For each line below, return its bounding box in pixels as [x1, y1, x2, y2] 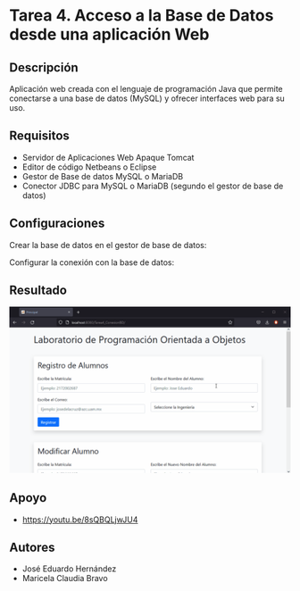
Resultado [9, 283, 67, 298]
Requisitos [9, 129, 70, 144]
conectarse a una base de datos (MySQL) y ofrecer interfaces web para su [9, 93, 286, 104]
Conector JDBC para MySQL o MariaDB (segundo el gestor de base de [21, 180, 284, 191]
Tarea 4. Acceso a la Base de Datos [9, 5, 274, 26]
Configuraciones [9, 216, 105, 231]
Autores [9, 539, 55, 554]
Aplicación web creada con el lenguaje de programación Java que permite [9, 84, 283, 94]
